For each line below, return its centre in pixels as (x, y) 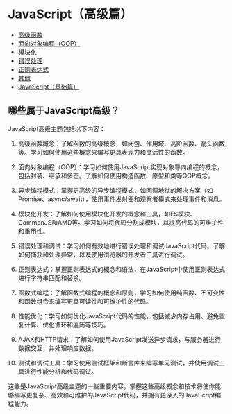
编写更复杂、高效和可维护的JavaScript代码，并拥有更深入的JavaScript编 (117, 395)
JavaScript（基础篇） (49, 87)
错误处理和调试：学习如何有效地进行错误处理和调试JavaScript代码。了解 (122, 245)
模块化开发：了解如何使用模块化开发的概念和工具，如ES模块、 (107, 214)
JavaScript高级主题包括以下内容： (57, 128)
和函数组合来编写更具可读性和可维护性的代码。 (85, 301)
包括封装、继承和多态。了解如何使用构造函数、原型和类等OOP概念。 (116, 175)
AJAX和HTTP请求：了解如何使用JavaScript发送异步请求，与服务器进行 (119, 339)
